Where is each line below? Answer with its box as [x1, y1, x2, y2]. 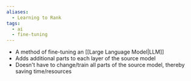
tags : [6, 20, 20, 26]
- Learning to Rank [12, 15, 62, 21]
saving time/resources [15, 68, 72, 75]
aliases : [6, 9, 29, 15]
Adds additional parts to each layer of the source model [15, 55, 156, 62]
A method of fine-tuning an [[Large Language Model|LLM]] [15, 48, 164, 55]
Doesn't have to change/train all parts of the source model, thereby [15, 62, 185, 69]
